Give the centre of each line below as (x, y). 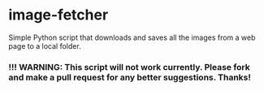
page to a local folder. (45, 45)
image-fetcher (58, 15)
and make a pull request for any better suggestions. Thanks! (130, 77)
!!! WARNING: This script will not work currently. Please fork (129, 67)
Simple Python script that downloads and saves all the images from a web (132, 37)
